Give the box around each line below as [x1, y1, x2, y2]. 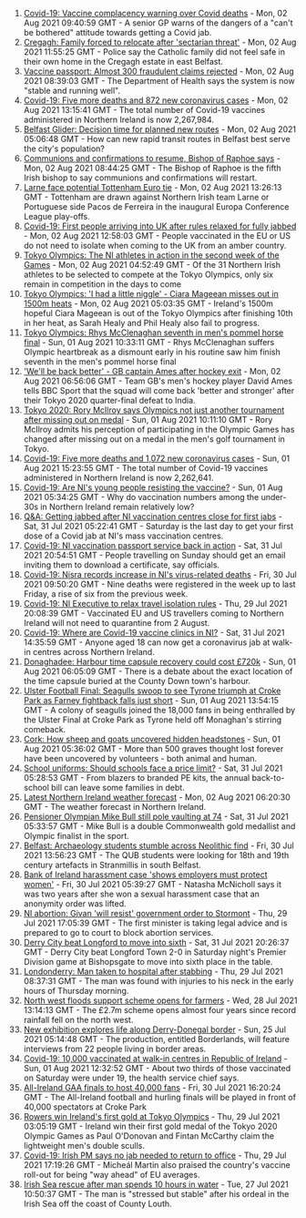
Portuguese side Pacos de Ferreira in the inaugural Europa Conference [23, 201, 290, 212]
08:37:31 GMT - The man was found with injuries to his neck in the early [23, 976, 294, 987]
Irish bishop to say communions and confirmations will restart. [23, 172, 258, 183]
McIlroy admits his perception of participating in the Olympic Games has [23, 424, 295, 435]
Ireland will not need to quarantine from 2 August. [23, 618, 210, 628]
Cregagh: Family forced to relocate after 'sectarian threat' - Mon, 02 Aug [23, 36, 297, 47]
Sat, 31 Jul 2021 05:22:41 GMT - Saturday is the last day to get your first [23, 521, 294, 531]
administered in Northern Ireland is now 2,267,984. [23, 114, 215, 125]
